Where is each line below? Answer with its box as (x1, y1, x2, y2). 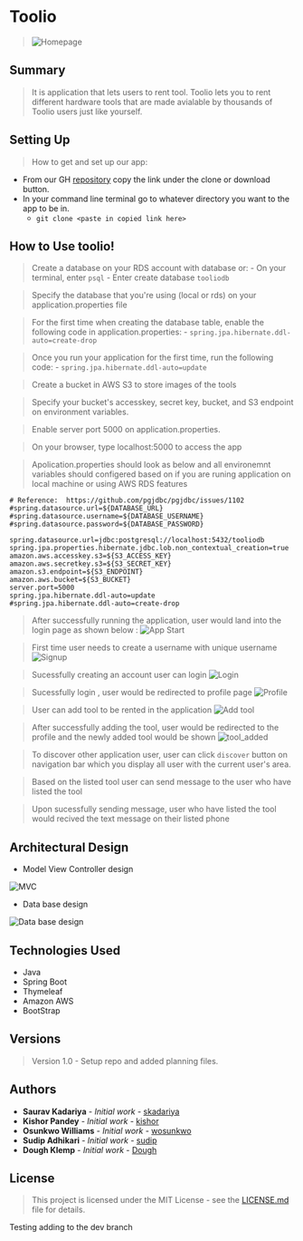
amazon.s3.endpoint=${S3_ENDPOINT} (9, 567, 144, 577)
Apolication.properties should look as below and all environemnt (31, 460, 271, 470)
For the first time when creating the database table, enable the (31, 317, 265, 328)
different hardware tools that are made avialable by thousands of (31, 96, 273, 107)
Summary (9, 63, 66, 78)
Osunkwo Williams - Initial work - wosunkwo (22, 1125, 192, 1136)
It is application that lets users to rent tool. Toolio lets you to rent (31, 86, 271, 97)
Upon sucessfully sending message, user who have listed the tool (31, 804, 278, 815)
